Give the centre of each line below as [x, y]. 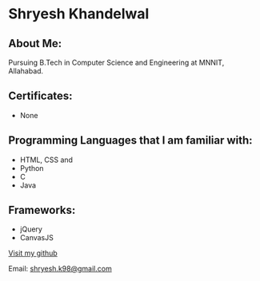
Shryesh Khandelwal [79, 14]
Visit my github [33, 253]
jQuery [31, 229]
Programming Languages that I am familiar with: [131, 140]
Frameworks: [42, 210]
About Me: [35, 44]
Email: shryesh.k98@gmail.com [60, 269]
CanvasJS [36, 238]
